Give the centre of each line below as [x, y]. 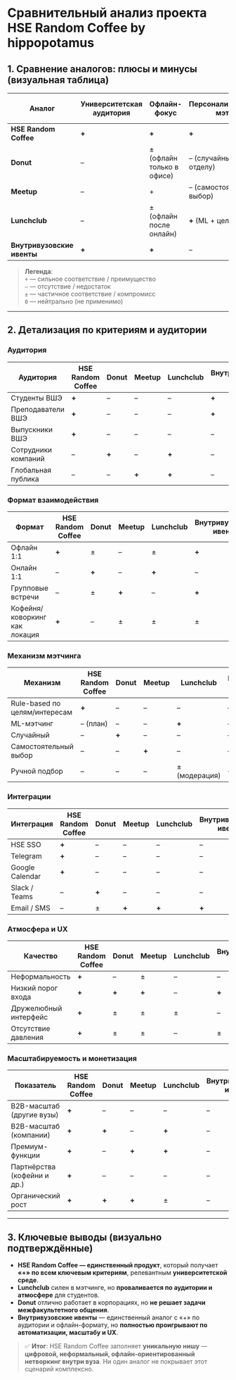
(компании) [31, 1135]
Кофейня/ [27, 608]
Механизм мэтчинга [44, 655]
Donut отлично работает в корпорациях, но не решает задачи [111, 1302]
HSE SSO [26, 844]
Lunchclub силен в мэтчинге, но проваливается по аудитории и [115, 1287]
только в [164, 167]
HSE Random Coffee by [77, 28]
